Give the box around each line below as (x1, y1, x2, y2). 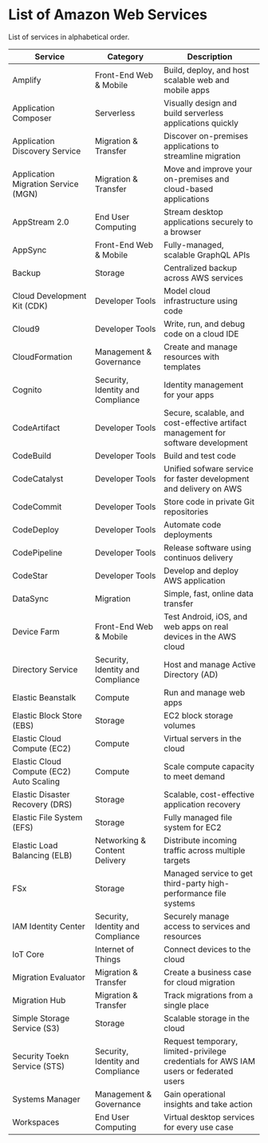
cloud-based (163, 183, 214, 194)
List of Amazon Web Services (8, 6, 208, 24)
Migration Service (12, 178, 79, 189)
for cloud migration (163, 977, 235, 988)
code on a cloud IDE (163, 328, 239, 339)
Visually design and (163, 98, 237, 109)
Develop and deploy (163, 565, 239, 576)
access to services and (163, 921, 250, 932)
